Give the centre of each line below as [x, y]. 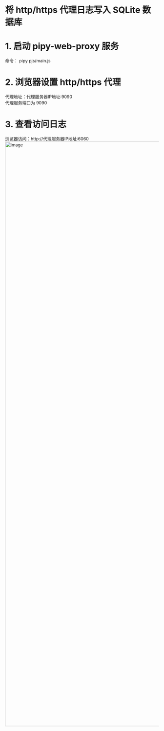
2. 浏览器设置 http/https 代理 [63, 82]
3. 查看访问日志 [36, 124]
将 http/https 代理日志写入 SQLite [73, 10]
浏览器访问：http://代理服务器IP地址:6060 [47, 139]
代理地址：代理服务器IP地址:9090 [39, 97]
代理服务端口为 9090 [26, 103]
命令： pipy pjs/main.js [28, 61]
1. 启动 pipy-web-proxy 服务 [62, 46]
